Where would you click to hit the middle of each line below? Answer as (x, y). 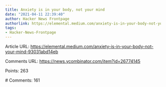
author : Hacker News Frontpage (37, 19)
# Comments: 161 (23, 80)
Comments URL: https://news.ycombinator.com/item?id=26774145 (73, 61)
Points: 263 (17, 71)
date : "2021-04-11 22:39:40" (35, 14)
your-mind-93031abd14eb (32, 52)
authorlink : (17, 23)
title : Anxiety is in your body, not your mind (55, 10)
